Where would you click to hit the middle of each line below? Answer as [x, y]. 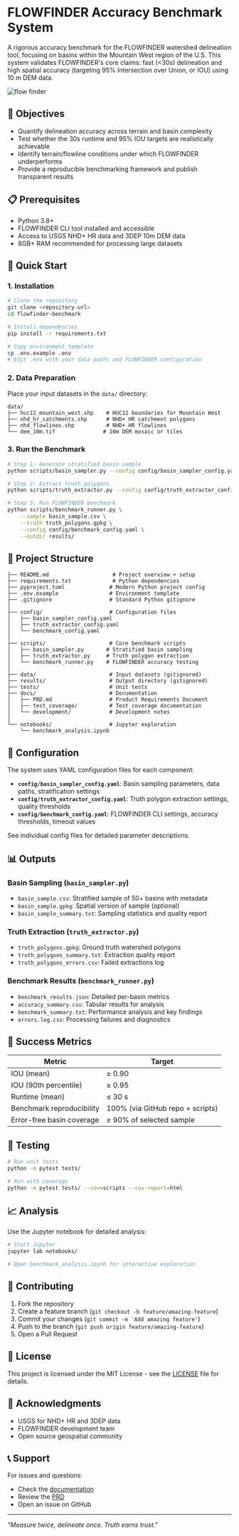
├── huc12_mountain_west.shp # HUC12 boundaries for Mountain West [114, 413]
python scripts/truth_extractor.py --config [74, 490]
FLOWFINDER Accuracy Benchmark [115, 12]
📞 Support [29, 1458]
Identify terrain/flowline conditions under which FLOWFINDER [108, 153]
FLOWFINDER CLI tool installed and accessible [86, 228]
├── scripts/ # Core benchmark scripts [97, 644]
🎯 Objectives [36, 114]
